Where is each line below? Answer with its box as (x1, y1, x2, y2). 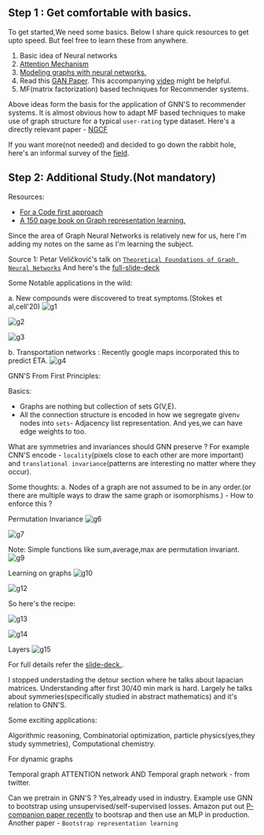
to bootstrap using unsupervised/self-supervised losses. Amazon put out (8, 801, 245, 811)
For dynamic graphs (8, 754, 73, 763)
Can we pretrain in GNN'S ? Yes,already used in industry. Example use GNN (8, 793, 253, 802)
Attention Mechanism (19, 59, 89, 68)
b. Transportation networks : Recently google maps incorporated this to (8, 347, 240, 357)
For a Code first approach (19, 207, 104, 216)
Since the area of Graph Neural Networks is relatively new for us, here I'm (8, 231, 247, 240)
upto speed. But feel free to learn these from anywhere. (8, 35, 189, 45)
